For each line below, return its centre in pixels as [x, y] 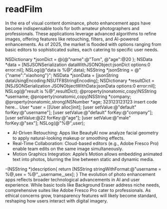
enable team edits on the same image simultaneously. [68, 148]
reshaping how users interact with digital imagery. [57, 200]
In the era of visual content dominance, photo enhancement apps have [78, 23]
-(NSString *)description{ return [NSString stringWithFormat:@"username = [83, 169]
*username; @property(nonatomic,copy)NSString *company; [68, 96]
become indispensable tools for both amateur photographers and [72, 28]
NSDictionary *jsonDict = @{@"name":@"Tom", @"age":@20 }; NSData [79, 59]
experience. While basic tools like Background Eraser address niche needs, [83, 185]
